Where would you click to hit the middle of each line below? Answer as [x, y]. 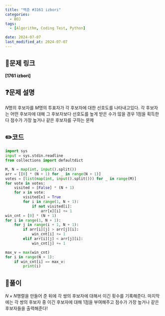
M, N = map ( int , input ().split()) [41, 169]
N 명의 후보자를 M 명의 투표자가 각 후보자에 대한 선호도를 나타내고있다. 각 [75, 107]
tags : [11, 24]
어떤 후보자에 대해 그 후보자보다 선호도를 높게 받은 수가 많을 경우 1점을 [78, 114]
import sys [16, 151]
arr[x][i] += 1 [56, 211]
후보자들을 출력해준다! [27, 309]
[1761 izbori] [18, 76]
